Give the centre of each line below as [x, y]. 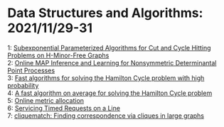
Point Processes [31, 70]
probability [23, 85]
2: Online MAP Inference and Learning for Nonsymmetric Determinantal [112, 62]
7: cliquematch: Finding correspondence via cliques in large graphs [106, 116]
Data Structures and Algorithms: [105, 13]
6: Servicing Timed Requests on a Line [64, 108]
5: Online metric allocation [46, 100]
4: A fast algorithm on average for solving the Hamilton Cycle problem [110, 93]
